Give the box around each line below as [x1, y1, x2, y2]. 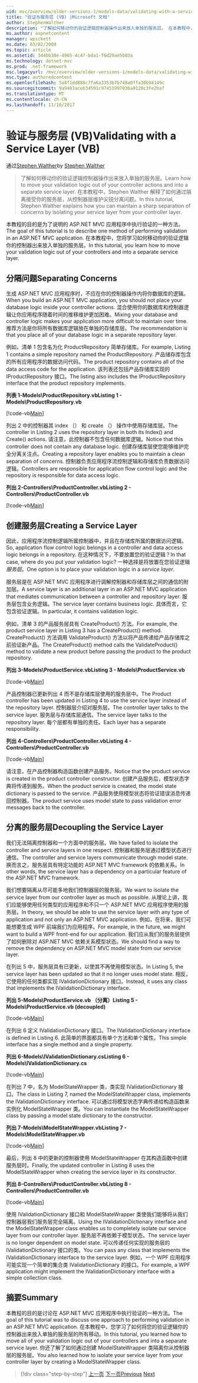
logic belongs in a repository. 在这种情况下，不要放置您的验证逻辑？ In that [6, 551, 186, 558]
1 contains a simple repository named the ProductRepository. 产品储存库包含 [6, 351, 192, 358]
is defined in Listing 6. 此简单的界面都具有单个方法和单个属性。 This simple [6, 1034, 187, 1041]
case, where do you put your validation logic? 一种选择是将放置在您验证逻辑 [6, 559, 190, 566]
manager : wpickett [6, 36, 51, 42]
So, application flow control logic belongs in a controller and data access [6, 544, 183, 551]
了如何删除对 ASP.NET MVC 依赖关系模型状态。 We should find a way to [6, 938, 180, 945]
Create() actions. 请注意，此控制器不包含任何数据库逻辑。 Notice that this [6, 436, 183, 443]
